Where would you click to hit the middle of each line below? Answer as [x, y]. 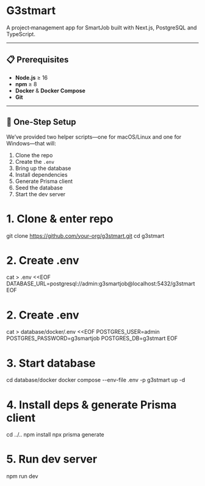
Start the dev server [40, 194]
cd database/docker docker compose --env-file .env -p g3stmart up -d [96, 380]
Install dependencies [41, 174]
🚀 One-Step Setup [41, 122]
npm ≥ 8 [26, 84]
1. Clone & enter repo [60, 219]
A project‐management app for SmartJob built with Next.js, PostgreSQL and [102, 28]
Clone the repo [34, 155]
